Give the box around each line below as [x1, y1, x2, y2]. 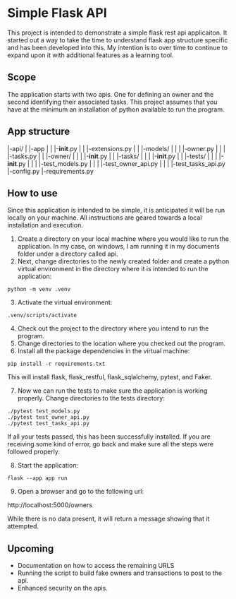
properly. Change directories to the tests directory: [17, 394, 166, 403]
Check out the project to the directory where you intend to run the [17, 324, 209, 333]
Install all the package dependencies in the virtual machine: [17, 347, 190, 355]
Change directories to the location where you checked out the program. [17, 339, 226, 348]
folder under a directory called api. [17, 249, 118, 259]
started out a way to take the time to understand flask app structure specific [7, 35, 228, 44]
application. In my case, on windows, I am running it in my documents [17, 242, 220, 251]
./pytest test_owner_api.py [7, 414, 90, 421]
